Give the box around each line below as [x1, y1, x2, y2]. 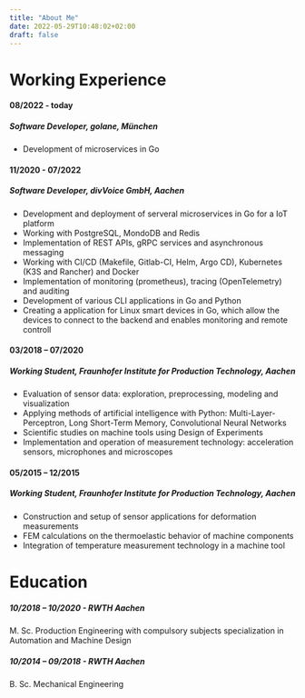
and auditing [22, 285, 70, 296]
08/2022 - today [9, 100, 74, 111]
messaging [22, 246, 64, 257]
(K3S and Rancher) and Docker [22, 265, 140, 277]
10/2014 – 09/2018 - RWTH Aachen [9, 655, 145, 666]
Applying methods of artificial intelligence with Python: [22, 408, 228, 419]
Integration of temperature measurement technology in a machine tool [22, 540, 286, 551]
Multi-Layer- [229, 408, 276, 419]
